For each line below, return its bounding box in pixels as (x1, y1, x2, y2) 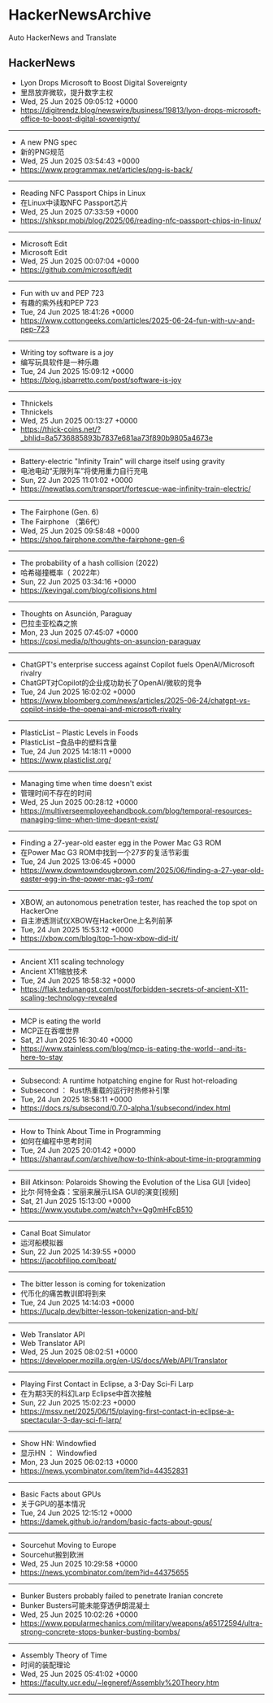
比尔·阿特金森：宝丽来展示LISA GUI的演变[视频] (19, 1187, 179, 1197)
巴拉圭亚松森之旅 (19, 618, 78, 628)
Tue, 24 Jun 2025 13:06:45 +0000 (19, 856, 136, 867)
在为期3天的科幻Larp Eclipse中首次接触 (19, 1388, 152, 1398)
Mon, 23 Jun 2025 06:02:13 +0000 (19, 1457, 138, 1466)
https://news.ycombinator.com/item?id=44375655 (19, 1567, 189, 1577)
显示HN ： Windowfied (19, 1448, 97, 1458)
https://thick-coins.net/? (19, 424, 102, 434)
